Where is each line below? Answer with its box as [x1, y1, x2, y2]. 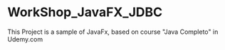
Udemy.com [7, 35, 43, 43]
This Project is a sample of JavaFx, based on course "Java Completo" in [7, 27, 219, 36]
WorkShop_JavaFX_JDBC [7, 4, 163, 20]
